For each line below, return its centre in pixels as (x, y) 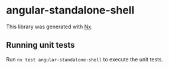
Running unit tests (40, 45)
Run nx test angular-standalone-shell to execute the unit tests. (85, 59)
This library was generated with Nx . (49, 27)
